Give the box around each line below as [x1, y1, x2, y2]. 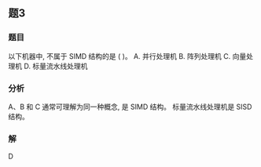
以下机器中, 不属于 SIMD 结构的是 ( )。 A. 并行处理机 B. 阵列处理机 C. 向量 [8, 51, 247, 60]
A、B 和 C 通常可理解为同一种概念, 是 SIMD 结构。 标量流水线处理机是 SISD [8, 102, 252, 111]
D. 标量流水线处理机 [23, 61, 88, 71]
